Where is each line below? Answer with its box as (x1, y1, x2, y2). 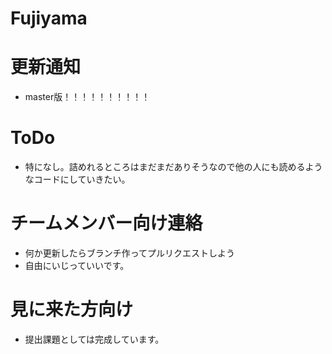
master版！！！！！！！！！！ (24, 91, 151, 103)
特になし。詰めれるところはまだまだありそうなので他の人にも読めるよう (24, 161, 323, 173)
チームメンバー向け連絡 (10, 212, 203, 235)
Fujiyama (10, 7, 88, 30)
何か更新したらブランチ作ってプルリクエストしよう (24, 247, 236, 259)
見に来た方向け (10, 298, 134, 321)
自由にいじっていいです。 (24, 260, 130, 271)
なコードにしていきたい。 (24, 173, 131, 186)
